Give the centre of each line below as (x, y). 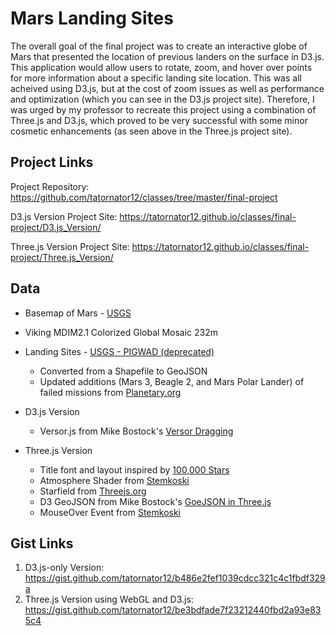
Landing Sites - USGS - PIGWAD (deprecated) (119, 351)
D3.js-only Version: (64, 568)
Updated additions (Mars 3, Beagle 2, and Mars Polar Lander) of (172, 381)
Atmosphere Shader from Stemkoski (114, 480)
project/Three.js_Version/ (62, 257)
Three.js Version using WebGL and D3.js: (109, 599)
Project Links (52, 162)
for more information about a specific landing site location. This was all (156, 78)
